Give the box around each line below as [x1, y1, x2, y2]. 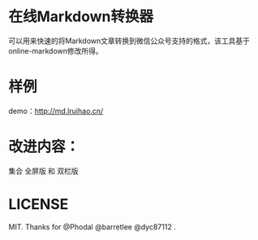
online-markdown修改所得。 [8, 46, 103, 55]
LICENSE [8, 195, 69, 213]
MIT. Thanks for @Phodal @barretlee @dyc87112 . [8, 221, 176, 232]
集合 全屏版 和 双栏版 [8, 166, 79, 176]
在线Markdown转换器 [8, 7, 154, 26]
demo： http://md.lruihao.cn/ [8, 106, 104, 116]
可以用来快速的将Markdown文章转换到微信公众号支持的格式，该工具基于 [8, 36, 250, 46]
